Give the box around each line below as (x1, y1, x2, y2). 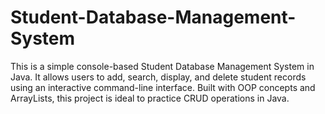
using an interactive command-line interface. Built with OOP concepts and (10, 81, 316, 93)
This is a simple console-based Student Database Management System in (10, 60, 315, 72)
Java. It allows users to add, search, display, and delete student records (10, 71, 307, 83)
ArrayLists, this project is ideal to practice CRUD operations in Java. (10, 92, 290, 104)
